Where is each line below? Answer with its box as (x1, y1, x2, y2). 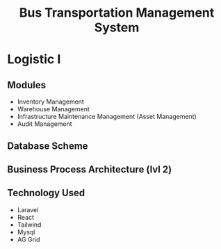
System (94, 19, 140, 35)
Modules (7, 79, 47, 91)
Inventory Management (17, 97, 85, 106)
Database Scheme (7, 140, 88, 152)
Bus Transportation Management (19, 5, 215, 21)
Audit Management (17, 120, 72, 128)
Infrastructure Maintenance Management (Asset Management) (17, 113, 197, 121)
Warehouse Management (17, 105, 90, 113)
